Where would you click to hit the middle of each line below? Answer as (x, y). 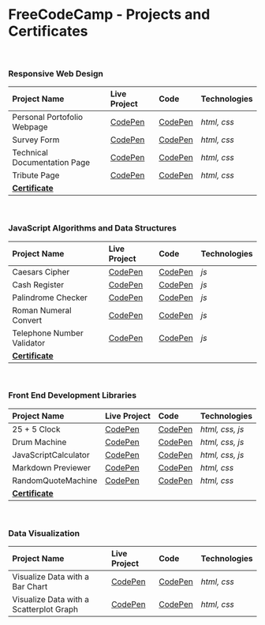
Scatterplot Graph (45, 609)
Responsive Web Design (56, 73)
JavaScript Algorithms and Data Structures (93, 228)
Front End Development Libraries (72, 395)
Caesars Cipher (41, 271)
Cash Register (38, 284)
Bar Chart (30, 587)
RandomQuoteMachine (55, 481)
